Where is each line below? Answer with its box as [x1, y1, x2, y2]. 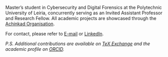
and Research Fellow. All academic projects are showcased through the [5, 15, 157, 21]
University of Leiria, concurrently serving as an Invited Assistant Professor [5, 10, 163, 16]
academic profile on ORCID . [5, 46, 65, 52]
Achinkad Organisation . [5, 21, 55, 27]
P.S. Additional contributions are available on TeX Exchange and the [5, 41, 151, 47]
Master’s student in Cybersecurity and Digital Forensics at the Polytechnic [5, 5, 162, 10]
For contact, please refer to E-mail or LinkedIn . [5, 31, 104, 36]
